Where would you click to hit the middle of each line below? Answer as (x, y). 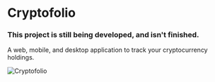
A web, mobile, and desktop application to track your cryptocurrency (107, 50)
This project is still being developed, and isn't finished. (103, 35)
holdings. (21, 57)
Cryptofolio (42, 13)
